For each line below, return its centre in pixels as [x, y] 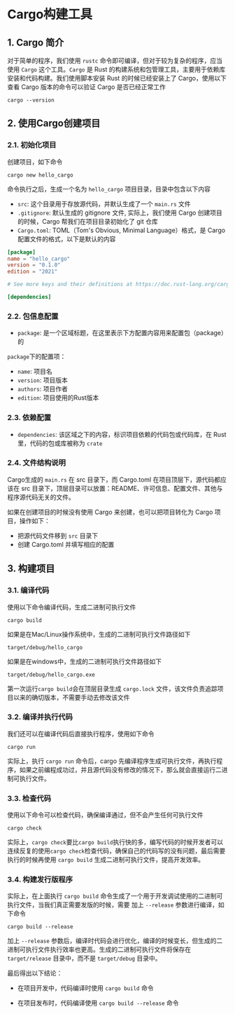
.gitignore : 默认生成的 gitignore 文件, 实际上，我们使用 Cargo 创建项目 [120, 212]
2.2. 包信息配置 [33, 316]
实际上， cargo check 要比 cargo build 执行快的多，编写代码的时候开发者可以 [115, 842]
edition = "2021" [33, 272]
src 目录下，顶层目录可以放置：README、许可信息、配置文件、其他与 [122, 488]
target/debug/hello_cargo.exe [51, 675]
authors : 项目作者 [42, 389]
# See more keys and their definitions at [70, 285]
